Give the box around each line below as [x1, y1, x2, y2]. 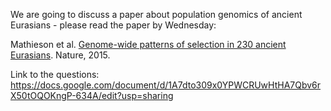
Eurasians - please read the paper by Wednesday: [10, 19, 217, 31]
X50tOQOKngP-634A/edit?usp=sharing [10, 90, 174, 101]
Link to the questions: [10, 69, 100, 80]
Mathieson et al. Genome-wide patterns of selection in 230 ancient [10, 39, 287, 50]
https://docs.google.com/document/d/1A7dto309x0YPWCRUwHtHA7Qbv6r [10, 79, 322, 91]
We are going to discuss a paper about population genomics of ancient [10, 9, 303, 20]
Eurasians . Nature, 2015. [10, 49, 111, 61]
